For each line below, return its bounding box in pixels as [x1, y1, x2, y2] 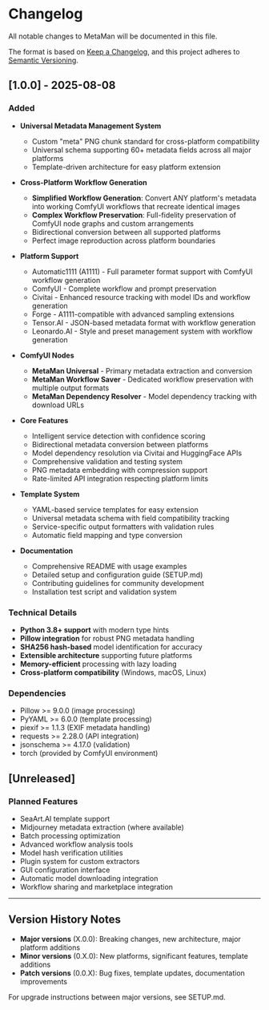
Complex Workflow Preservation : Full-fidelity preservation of [31, 210, 236, 220]
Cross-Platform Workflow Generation [19, 177, 147, 187]
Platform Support [19, 251, 79, 261]
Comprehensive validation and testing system [31, 456, 183, 466]
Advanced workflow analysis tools [19, 839, 134, 849]
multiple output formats [31, 382, 110, 393]
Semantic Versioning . [8, 55, 78, 65]
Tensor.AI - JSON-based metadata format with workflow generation [31, 317, 256, 327]
